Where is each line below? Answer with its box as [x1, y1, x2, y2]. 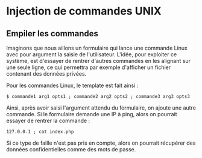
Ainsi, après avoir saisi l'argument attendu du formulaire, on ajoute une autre [6, 104, 196, 111]
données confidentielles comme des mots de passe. [6, 146, 136, 153]
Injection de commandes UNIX [6, 4, 162, 18]
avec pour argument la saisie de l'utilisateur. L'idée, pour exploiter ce [6, 51, 177, 58]
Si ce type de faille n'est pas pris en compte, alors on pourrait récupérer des [6, 139, 196, 146]
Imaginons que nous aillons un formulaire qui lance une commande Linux [6, 44, 188, 51]
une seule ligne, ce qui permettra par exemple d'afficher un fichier [6, 64, 171, 71]
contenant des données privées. [6, 70, 87, 77]
